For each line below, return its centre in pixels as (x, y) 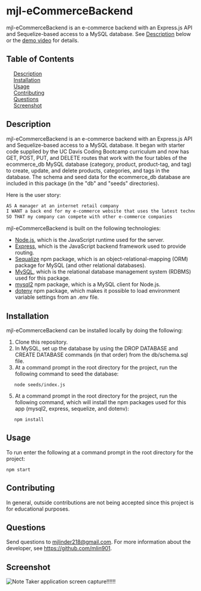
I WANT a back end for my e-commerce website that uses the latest (92, 211)
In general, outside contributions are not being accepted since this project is (100, 502)
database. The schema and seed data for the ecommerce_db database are (98, 177)
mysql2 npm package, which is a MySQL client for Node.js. (88, 284)
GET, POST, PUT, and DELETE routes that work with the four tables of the (97, 157)
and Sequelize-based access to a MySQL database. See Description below (99, 34)
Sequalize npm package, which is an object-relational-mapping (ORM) (101, 259)
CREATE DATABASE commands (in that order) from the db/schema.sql (101, 355)
